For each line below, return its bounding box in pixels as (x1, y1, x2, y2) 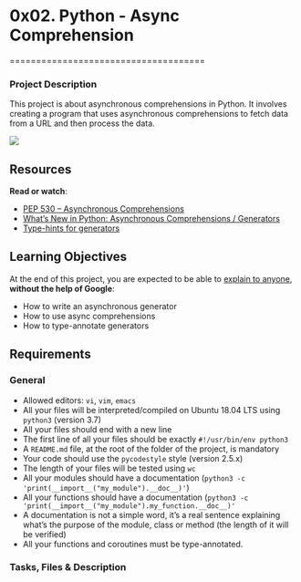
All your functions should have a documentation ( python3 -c (22, 492, 249, 503)
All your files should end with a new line (22, 423, 172, 434)
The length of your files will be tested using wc (22, 462, 196, 473)
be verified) (22, 528, 67, 539)
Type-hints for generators (22, 223, 120, 234)
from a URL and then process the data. (9, 118, 155, 129)
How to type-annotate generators (22, 320, 150, 331)
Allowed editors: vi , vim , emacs (22, 394, 137, 406)
